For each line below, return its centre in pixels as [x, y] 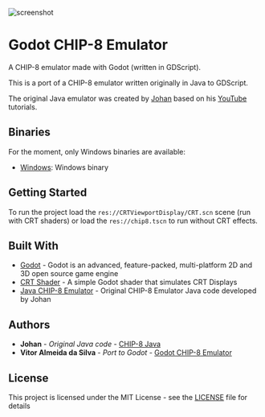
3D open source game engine [69, 274]
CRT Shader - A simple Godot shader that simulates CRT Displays [128, 283]
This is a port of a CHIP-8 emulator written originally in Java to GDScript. [128, 83]
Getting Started [48, 193]
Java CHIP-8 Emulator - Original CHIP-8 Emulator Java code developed [138, 291]
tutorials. [23, 107]
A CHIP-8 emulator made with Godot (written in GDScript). [105, 67]
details [19, 406]
